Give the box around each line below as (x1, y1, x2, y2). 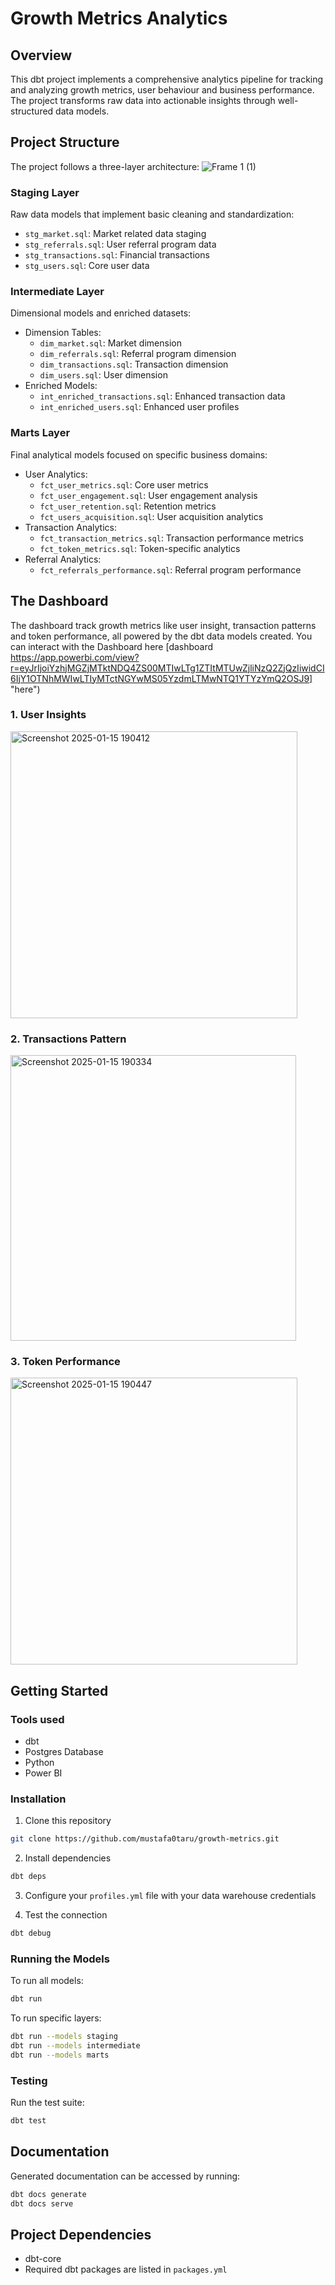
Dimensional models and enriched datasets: (10, 307, 192, 319)
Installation (10, 1792, 67, 1806)
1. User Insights (10, 708, 87, 722)
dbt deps (10, 1872, 47, 1882)
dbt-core (24, 2253, 62, 2265)
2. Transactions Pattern (10, 1032, 127, 1046)
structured (10, 105, 54, 117)
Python (24, 1757, 55, 1769)
